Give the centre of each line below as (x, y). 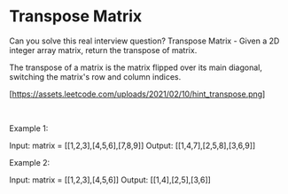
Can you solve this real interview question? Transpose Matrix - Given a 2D (144, 41)
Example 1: (29, 128)
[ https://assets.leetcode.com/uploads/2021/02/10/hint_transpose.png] (137, 94)
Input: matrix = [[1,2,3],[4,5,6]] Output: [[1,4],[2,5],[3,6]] (110, 180)
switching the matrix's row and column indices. (95, 76)
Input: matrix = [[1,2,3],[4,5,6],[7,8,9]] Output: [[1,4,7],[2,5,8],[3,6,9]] (132, 145)
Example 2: (30, 162)
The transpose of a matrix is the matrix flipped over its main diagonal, (136, 67)
